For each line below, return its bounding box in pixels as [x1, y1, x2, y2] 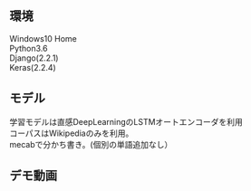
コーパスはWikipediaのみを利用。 [9, 128, 134, 138]
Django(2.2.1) [9, 53, 59, 63]
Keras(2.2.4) [9, 62, 56, 72]
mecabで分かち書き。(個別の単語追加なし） [9, 138, 173, 149]
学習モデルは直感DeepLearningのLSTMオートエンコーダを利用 [9, 116, 243, 127]
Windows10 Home [9, 33, 77, 43]
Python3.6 [9, 43, 48, 53]
